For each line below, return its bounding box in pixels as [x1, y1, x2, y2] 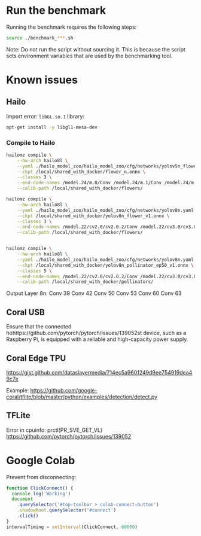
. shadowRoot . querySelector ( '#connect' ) [17, 507, 117, 513]
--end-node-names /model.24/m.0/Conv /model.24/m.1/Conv [17, 180, 162, 186]
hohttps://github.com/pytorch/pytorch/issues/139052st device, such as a [6, 330, 187, 337]
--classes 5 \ [17, 267, 52, 274]
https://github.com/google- [30, 386, 98, 394]
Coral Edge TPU [6, 353, 66, 363]
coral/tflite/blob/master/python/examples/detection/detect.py [6, 393, 158, 400]
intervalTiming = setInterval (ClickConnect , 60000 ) [6, 524, 138, 530]
